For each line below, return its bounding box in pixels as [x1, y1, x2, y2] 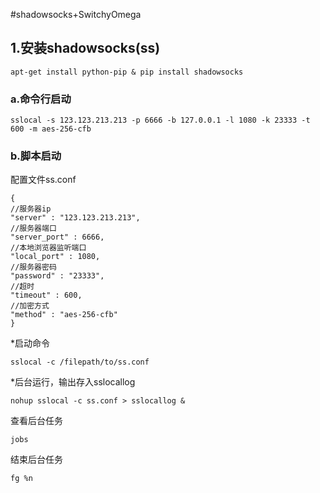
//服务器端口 [10, 224, 57, 234]
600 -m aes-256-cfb [10, 124, 92, 134]
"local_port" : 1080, [10, 252, 101, 262]
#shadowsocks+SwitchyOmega [10, 9, 142, 20]
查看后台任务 [10, 415, 63, 427]
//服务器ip [10, 204, 52, 214]
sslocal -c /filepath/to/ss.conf [10, 357, 150, 368]
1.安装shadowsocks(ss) [10, 40, 161, 57]
